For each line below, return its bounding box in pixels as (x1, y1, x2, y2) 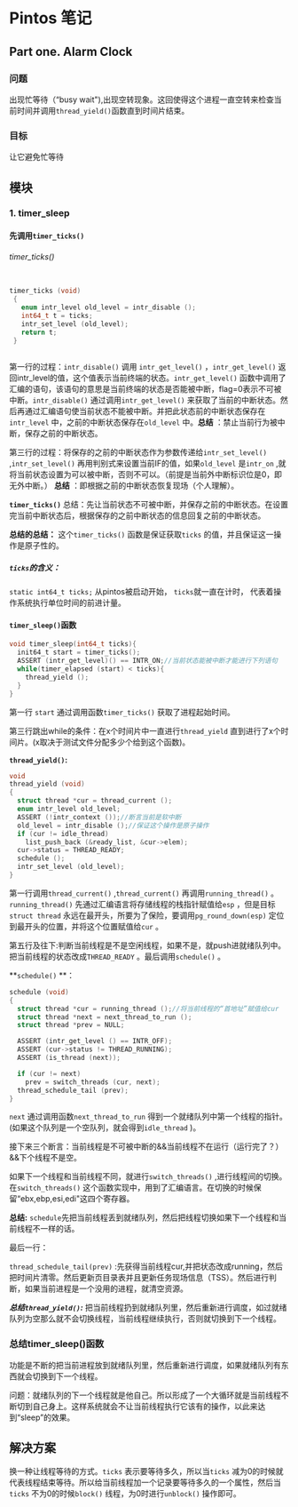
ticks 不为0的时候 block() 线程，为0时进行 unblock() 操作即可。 (9, 1487, 241, 1498)
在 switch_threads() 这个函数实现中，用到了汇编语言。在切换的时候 (9, 1183, 255, 1193)
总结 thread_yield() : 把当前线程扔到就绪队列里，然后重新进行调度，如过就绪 (9, 1303, 287, 1313)
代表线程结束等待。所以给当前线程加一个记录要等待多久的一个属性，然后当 (9, 1477, 281, 1487)
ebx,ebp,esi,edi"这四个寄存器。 (20, 1193, 135, 1204)
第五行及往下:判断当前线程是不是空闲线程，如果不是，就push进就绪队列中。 (9, 939, 286, 951)
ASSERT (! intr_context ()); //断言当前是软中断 (17, 812, 182, 822)
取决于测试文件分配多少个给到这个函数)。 (39, 737, 191, 747)
